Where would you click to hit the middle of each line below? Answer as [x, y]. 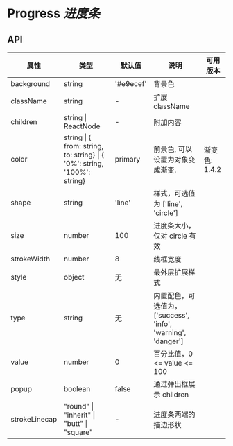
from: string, [84, 146]
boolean [77, 389]
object [74, 277]
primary [128, 159]
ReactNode [82, 126]
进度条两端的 [174, 414]
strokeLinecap [34, 419]
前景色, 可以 [173, 149]
